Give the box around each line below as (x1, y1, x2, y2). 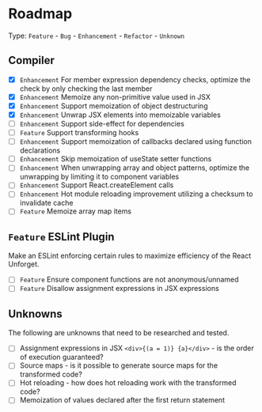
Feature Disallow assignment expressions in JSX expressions (19, 284, 219, 293)
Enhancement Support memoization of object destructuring (19, 100, 208, 111)
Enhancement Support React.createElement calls (19, 180, 174, 190)
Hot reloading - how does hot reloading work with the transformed (19, 378, 237, 387)
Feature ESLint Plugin (8, 230, 115, 244)
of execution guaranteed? (19, 353, 104, 362)
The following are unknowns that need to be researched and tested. (8, 328, 230, 338)
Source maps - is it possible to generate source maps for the (19, 361, 218, 370)
